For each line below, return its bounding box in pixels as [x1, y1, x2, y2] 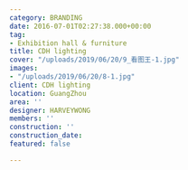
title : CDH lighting [9, 47, 88, 56]
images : [9, 64, 39, 73]
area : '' [9, 97, 42, 107]
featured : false [9, 139, 70, 148]
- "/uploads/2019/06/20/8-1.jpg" [9, 72, 136, 81]
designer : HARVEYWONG [9, 106, 91, 115]
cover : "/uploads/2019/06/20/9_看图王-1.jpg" [9, 55, 180, 64]
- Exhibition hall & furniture [9, 38, 127, 48]
